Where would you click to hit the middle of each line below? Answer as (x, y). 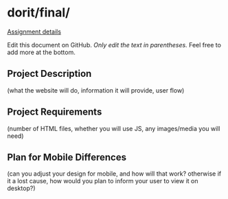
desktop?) (21, 188)
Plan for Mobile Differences (67, 157)
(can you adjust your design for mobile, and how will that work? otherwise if (114, 174)
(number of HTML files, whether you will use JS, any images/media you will (114, 128)
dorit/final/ (39, 13)
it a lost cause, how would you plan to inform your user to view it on (103, 181)
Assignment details (34, 32)
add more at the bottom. (41, 52)
